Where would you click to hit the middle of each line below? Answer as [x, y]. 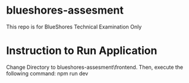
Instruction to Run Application [82, 51]
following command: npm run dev [47, 73]
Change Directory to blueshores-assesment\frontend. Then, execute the [94, 67]
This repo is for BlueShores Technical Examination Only [74, 27]
